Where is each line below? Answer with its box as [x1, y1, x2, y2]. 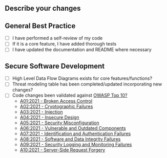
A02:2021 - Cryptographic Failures [19, 103, 93, 109]
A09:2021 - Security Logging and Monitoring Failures [19, 142, 132, 148]
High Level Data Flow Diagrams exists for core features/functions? [12, 75, 152, 81]
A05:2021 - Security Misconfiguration [19, 120, 99, 126]
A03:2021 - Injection [19, 109, 63, 115]
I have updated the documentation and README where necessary [12, 47, 152, 53]
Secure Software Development [5, 61, 105, 71]
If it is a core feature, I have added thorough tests [12, 41, 117, 47]
